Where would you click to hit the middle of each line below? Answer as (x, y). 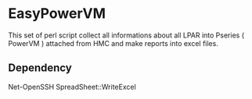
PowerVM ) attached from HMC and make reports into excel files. (113, 43)
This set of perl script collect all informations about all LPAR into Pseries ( (126, 35)
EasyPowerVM (57, 14)
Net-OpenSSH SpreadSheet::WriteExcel (72, 87)
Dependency (40, 68)
